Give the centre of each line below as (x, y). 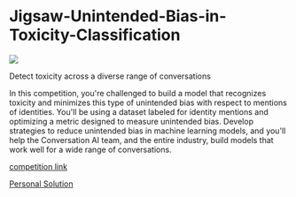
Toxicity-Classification (95, 35)
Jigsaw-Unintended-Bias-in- (118, 16)
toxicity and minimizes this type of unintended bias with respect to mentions (148, 102)
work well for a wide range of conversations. (90, 149)
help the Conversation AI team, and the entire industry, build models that (141, 140)
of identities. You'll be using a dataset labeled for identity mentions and (139, 111)
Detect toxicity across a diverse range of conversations (110, 76)
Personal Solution (41, 184)
